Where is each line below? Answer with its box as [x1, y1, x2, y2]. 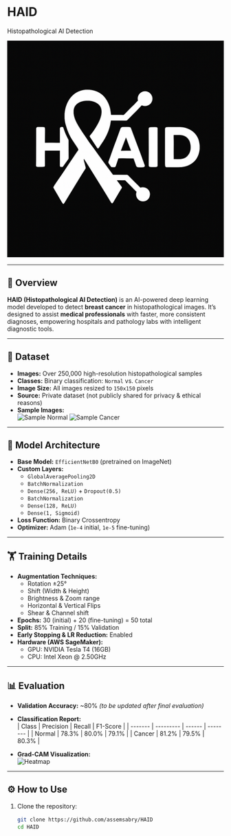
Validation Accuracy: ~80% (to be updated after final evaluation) [16, 702, 204, 709]
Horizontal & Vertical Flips [27, 602, 101, 610]
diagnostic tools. [7, 324, 54, 333]
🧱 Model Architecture [7, 439, 101, 451]
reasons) [16, 398, 43, 406]
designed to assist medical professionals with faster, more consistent [7, 310, 206, 318]
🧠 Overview [7, 277, 58, 289]
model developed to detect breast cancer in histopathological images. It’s [7, 302, 217, 311]
